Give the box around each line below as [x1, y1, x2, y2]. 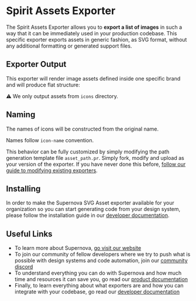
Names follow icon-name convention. [6, 136, 94, 143]
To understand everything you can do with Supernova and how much [14, 269, 182, 277]
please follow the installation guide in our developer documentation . [6, 212, 170, 219]
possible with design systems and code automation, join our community [14, 257, 188, 264]
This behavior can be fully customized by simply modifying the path [6, 148, 170, 155]
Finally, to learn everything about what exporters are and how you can [14, 282, 184, 289]
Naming [6, 110, 36, 120]
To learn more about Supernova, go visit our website [14, 245, 142, 252]
